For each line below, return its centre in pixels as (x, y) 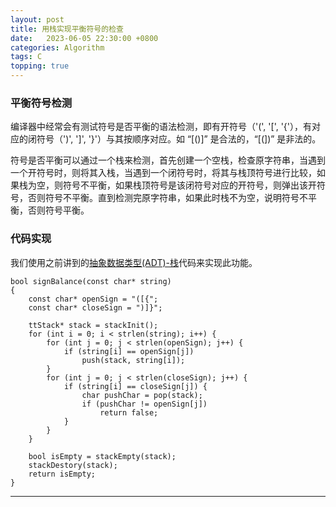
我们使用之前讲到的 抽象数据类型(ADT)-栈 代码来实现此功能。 (134, 262)
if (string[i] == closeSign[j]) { (135, 386)
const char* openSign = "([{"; (93, 299)
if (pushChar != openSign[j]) (144, 404)
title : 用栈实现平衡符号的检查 (67, 29)
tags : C (26, 57)
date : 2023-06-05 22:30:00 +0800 (84, 38)
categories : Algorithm (57, 47)
